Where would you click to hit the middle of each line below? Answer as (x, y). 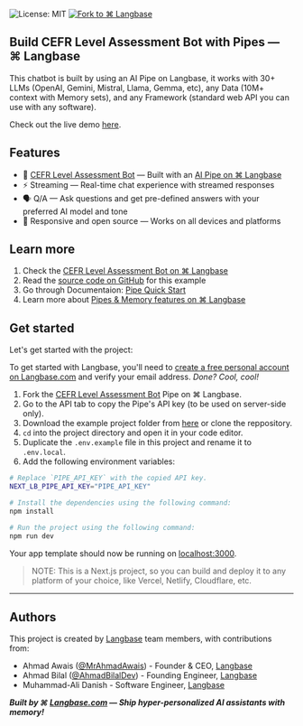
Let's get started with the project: (71, 350)
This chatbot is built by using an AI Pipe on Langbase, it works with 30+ (142, 78)
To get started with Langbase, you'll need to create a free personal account (150, 368)
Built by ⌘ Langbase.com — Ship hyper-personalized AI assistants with (147, 703)
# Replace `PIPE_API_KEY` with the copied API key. (108, 479)
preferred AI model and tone (75, 211)
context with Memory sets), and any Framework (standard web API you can (150, 97)
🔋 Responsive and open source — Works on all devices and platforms (151, 220)
